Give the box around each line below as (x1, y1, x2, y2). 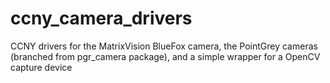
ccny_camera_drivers (10, 7, 193, 30)
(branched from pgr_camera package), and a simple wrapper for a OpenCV (10, 50, 321, 62)
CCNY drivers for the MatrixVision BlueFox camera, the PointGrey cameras (10, 40, 318, 52)
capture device (10, 61, 73, 73)
